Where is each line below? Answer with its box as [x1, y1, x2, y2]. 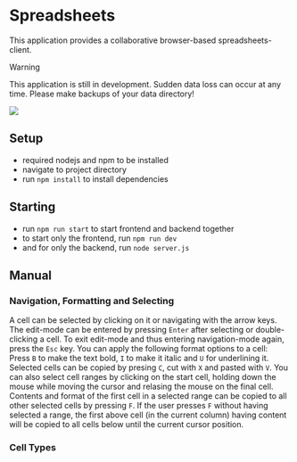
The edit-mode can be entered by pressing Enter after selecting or [9, 325, 254, 335]
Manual [9, 268, 52, 283]
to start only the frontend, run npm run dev [21, 233, 177, 243]
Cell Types [9, 441, 56, 454]
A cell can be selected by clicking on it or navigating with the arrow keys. [9, 315, 277, 326]
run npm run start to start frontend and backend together [21, 223, 235, 234]
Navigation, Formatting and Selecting [9, 294, 175, 307]
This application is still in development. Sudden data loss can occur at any [9, 78, 282, 89]
